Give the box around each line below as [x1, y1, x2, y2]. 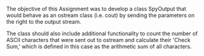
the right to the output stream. [6, 18, 81, 25]
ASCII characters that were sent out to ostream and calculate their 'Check [6, 37, 191, 43]
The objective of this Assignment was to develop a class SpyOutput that [6, 5, 186, 12]
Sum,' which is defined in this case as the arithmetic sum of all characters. [6, 43, 192, 50]
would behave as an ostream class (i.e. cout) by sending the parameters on [6, 12, 195, 19]
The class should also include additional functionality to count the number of [6, 30, 199, 37]
